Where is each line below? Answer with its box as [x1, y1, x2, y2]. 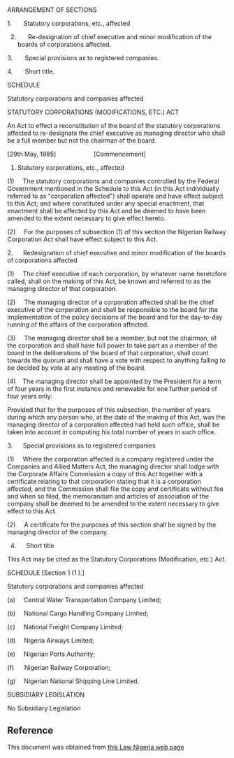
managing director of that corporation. [7, 285, 117, 293]
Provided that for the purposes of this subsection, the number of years [7, 406, 211, 414]
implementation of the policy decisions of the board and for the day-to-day [7, 313, 223, 322]
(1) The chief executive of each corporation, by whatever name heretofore [7, 270, 227, 278]
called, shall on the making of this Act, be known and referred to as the [7, 277, 211, 285]
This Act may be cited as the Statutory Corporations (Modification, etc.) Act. [7, 555, 227, 564]
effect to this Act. [7, 507, 57, 515]
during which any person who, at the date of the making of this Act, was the [7, 413, 226, 422]
